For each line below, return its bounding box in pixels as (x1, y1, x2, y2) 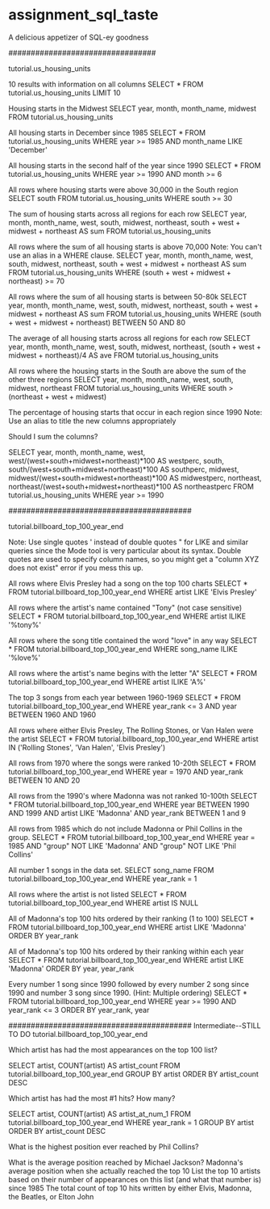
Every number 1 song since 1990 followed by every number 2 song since (8, 979, 250, 989)
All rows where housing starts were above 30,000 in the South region (8, 184, 239, 195)
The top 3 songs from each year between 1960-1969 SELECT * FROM (8, 692, 242, 702)
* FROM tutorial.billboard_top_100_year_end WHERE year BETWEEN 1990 (8, 800, 250, 809)
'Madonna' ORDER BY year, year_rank (8, 963, 135, 973)
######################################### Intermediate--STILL (8, 1020, 261, 1031)
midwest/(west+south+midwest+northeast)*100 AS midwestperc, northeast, (8, 472, 262, 482)
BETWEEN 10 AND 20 (8, 775, 81, 785)
